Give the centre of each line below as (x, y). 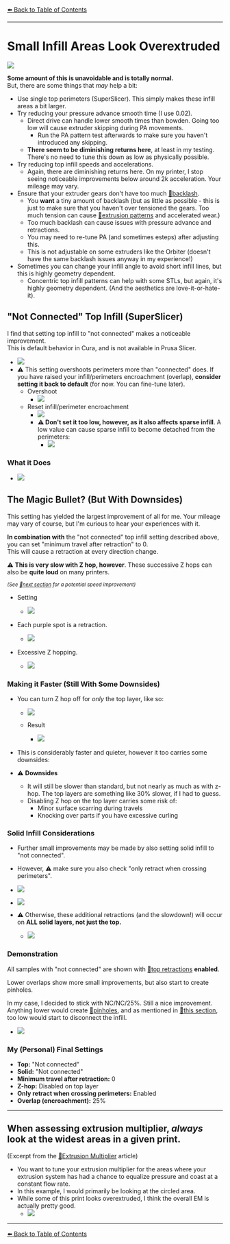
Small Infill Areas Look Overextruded (114, 46)
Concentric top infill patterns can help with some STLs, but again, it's (125, 280)
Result (36, 725)
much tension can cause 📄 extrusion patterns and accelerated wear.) (124, 215)
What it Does (29, 463)
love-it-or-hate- (198, 288)
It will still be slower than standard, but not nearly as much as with (120, 786)
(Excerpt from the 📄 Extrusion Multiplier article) (73, 1156)
